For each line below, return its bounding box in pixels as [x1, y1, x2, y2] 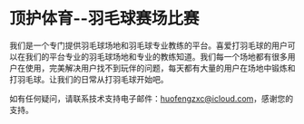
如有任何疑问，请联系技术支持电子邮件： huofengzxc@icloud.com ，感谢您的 [9, 92, 294, 104]
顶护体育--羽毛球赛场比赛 [9, 8, 200, 29]
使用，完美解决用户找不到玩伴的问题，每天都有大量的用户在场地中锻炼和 [25, 62, 296, 73]
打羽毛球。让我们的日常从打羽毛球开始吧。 [9, 73, 169, 84]
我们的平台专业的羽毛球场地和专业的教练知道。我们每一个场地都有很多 [25, 51, 288, 62]
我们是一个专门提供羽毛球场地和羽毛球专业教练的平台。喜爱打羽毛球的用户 [9, 40, 288, 51]
